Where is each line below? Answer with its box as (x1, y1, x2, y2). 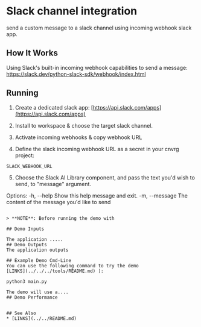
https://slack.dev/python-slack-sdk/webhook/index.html (6, 70, 146, 78)
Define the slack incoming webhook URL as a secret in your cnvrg (14, 145, 179, 152)
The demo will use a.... (6, 289, 69, 295)
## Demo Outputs (6, 241, 47, 248)
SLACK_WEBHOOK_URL (6, 163, 53, 169)
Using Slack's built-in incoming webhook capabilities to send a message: (6, 64, 188, 71)
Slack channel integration (6, 4, 138, 18)
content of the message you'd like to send (6, 198, 111, 205)
